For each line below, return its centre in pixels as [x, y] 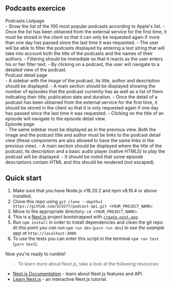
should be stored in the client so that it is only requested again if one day [82, 107]
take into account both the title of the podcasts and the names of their [79, 53]
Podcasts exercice [35, 8]
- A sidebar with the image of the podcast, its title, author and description [83, 80]
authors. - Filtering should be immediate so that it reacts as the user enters [84, 59]
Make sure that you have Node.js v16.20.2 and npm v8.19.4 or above [85, 190]
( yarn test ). [25, 244]
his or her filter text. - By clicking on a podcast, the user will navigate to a [82, 64]
